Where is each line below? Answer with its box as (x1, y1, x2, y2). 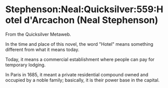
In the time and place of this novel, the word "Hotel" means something (5, 41, 154, 47)
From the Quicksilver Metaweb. (5, 31, 71, 37)
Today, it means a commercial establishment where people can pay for (5, 56, 155, 62)
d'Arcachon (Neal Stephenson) (24, 14, 159, 26)
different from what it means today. (5, 46, 79, 52)
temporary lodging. (5, 62, 46, 68)
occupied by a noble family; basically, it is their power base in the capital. (5, 77, 160, 83)
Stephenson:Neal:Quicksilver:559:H (5, 4, 163, 15)
